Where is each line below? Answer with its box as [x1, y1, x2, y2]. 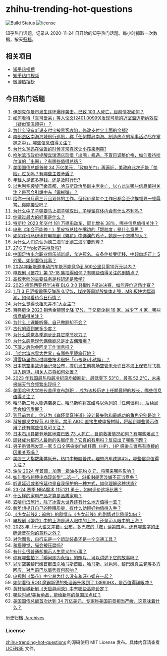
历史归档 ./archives [5, 614, 45, 620]
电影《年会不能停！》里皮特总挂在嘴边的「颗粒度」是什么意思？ [12, 226, 143, 232]
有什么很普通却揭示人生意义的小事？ [12, 548, 87, 554]
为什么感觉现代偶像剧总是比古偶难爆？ [12, 338, 91, 344]
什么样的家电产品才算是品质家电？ [12, 492, 83, 498]
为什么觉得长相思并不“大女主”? [12, 301, 76, 307]
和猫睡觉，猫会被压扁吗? [12, 542, 63, 548]
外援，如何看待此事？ [12, 257, 56, 263]
